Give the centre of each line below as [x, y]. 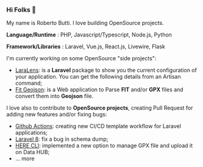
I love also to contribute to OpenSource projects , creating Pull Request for [100, 108]
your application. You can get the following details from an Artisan [98, 77]
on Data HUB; [32, 152]
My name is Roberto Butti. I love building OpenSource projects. [85, 23]
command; [29, 83]
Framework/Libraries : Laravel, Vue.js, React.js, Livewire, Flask [86, 47]
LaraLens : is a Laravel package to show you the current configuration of [106, 70]
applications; [31, 133]
